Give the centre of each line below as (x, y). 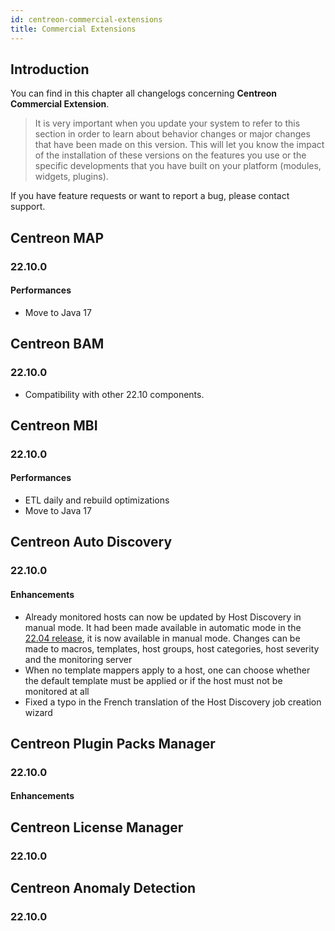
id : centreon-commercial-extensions (86, 19)
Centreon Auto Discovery (91, 542)
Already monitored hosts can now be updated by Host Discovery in (163, 617)
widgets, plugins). (71, 177)
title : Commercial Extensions (73, 29)
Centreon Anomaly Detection (103, 888)
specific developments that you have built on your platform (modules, (178, 166)
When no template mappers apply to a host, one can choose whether (167, 670)
